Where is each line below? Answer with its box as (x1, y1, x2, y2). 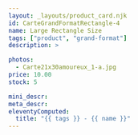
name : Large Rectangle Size (8, 26, 103, 34)
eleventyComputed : (8, 107, 70, 116)
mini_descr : (8, 93, 48, 101)
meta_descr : (8, 100, 48, 108)
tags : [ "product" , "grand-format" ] (8, 34, 128, 42)
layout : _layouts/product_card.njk (8, 11, 128, 20)
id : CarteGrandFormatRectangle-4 (8, 19, 120, 27)
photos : (8, 56, 34, 64)
